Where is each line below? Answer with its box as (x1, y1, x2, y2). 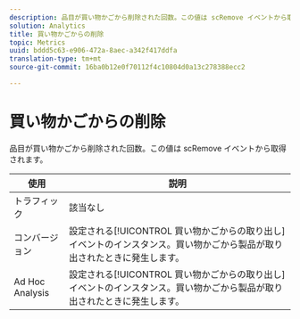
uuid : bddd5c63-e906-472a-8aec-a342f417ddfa (9, 46, 178, 55)
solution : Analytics (9, 21, 87, 30)
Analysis (13, 286, 50, 299)
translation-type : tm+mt (9, 54, 102, 63)
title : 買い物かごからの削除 (9, 29, 104, 38)
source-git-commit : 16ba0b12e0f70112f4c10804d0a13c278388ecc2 (9, 63, 246, 72)
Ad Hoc (13, 275, 46, 288)
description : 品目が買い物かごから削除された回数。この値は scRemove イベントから (9, 12, 287, 22)
